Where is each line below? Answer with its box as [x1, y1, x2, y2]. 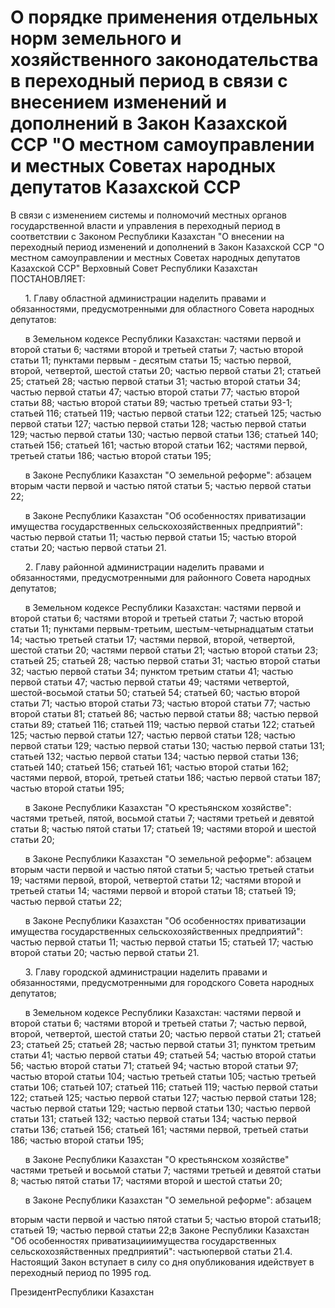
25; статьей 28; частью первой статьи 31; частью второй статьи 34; [10, 375, 302, 387]
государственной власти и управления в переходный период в [10, 219, 281, 231]
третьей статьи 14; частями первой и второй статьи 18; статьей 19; [10, 884, 297, 896]
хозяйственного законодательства [10, 49, 319, 71]
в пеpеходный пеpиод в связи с [10, 70, 288, 93]
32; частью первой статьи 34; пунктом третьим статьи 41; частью [10, 665, 294, 677]
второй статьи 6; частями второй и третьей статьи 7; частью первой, [10, 1017, 307, 1029]
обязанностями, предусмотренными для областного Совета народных [10, 302, 315, 315]
